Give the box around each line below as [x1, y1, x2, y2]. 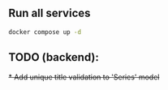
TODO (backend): [8, 50, 99, 64]
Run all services [8, 6, 91, 20]
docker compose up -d [8, 28, 82, 36]
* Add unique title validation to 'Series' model [8, 72, 160, 82]
